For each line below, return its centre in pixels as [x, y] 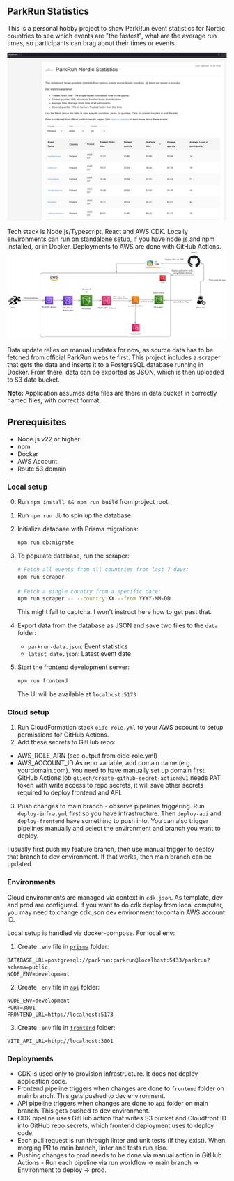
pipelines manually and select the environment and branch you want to [119, 829]
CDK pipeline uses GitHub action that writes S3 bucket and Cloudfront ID [122, 1118]
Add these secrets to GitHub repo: [67, 742]
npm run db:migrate [46, 542]
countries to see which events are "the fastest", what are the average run [112, 36]
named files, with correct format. [54, 400]
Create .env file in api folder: [58, 987]
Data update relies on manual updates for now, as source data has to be [110, 350]
